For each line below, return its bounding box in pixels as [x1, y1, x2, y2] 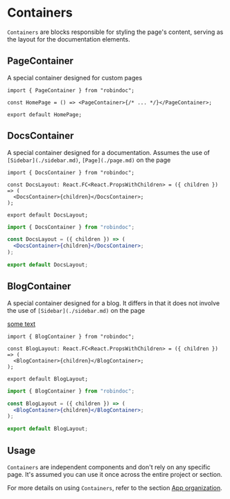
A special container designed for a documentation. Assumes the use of [7, 148, 210, 156]
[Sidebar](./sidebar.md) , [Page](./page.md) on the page [7, 156, 171, 164]
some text [7, 320, 36, 328]
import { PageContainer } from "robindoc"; [7, 87, 135, 94]
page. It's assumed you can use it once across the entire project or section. [7, 470, 223, 478]
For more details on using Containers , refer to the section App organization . [7, 483, 223, 492]
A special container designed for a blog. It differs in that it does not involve [7, 299, 220, 307]
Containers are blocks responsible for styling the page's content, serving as [7, 28, 224, 36]
